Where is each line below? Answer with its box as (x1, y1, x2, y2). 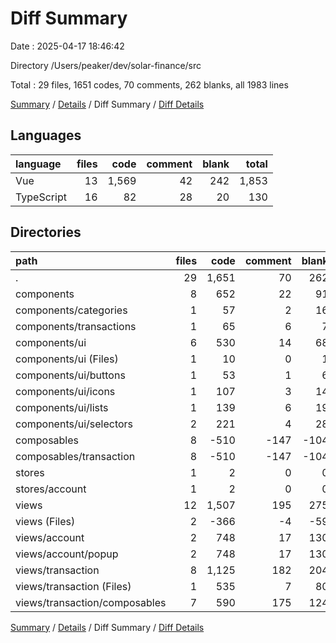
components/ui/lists (15, 400, 109, 414)
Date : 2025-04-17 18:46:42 (10, 40, 125, 52)
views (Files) (15, 514, 76, 528)
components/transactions (15, 319, 137, 333)
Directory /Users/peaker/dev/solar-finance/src (10, 59, 202, 71)
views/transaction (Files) (15, 579, 132, 593)
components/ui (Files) (15, 352, 119, 366)
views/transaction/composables (15, 595, 167, 609)
